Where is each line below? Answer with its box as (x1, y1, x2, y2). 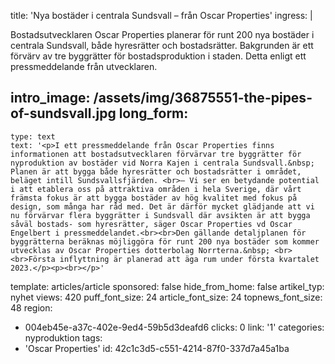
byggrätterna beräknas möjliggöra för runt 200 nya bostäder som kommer (10, 236, 320, 247)
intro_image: (10, 90, 91, 107)
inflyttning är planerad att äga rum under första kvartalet (59, 254, 320, 264)
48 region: (10, 301, 53, 314)
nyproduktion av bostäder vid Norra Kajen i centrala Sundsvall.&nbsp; (10, 158, 315, 168)
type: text (10, 131, 56, 142)
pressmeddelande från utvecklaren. (10, 61, 158, 72)
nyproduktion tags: (24, 331, 103, 344)
